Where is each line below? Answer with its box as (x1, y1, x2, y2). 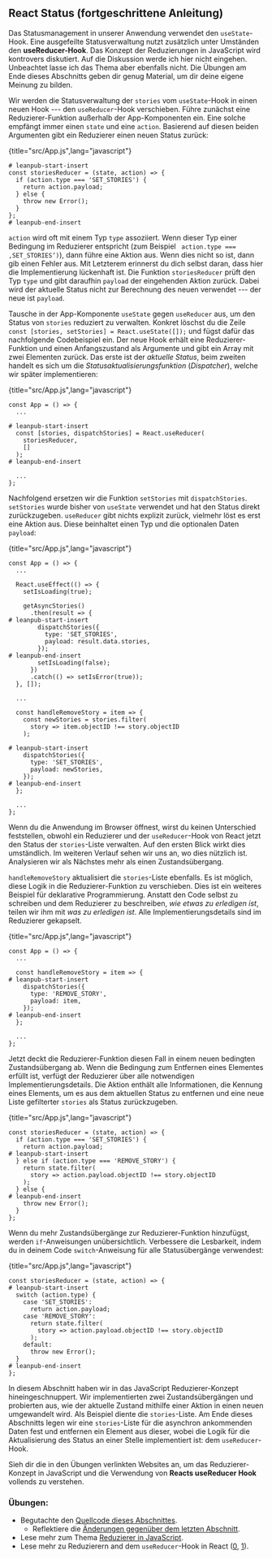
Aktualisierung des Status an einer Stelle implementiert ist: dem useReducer (8, 1435, 259, 1444)
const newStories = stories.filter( (23, 715, 148, 724)
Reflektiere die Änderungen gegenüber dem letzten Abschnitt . (32, 1524, 241, 1534)
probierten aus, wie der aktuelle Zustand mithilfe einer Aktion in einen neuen (8, 1401, 264, 1410)
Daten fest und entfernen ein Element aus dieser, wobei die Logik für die (8, 1426, 250, 1436)
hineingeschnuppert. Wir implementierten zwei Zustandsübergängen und (8, 1392, 253, 1401)
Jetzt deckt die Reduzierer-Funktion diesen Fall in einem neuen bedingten (8, 1054, 256, 1063)
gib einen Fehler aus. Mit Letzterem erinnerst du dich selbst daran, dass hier (8, 258, 264, 268)
